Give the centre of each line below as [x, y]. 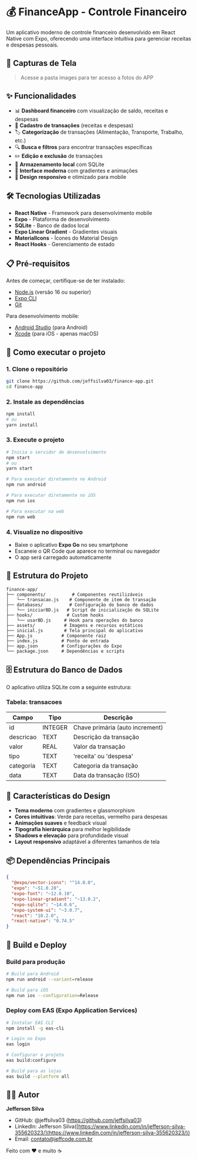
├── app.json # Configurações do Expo [64, 646]
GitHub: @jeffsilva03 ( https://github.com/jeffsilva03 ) [78, 1120]
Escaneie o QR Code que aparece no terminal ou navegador [87, 551]
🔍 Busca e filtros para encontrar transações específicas [84, 147]
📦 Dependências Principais [58, 861]
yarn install [22, 425]
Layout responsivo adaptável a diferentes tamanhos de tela [87, 841]
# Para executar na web [35, 511]
